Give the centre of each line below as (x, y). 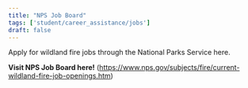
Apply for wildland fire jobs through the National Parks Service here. (120, 53)
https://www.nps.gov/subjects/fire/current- (169, 68)
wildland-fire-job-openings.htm (59, 76)
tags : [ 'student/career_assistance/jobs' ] (79, 23)
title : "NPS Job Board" (48, 15)
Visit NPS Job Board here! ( (54, 68)
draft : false (30, 30)
